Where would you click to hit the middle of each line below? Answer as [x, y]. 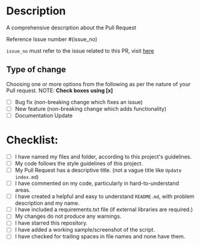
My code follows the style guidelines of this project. [79, 163]
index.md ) [27, 177]
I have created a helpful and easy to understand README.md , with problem [105, 196]
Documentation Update [44, 116]
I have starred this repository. [51, 223]
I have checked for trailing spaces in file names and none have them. [100, 236]
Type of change [36, 70]
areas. [23, 190]
